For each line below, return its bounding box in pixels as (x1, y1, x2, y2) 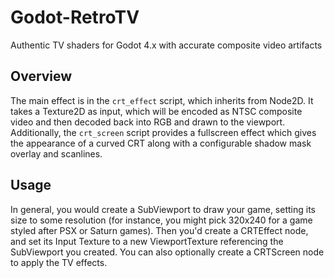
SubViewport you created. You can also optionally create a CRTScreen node (10, 246, 325, 258)
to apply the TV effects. (10, 256, 108, 268)
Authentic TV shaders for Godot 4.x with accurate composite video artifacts (10, 39, 323, 51)
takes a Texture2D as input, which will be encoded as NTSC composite (10, 105, 303, 117)
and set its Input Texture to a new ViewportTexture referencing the (10, 235, 284, 247)
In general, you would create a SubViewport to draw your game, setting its (10, 203, 316, 215)
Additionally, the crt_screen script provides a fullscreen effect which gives (10, 126, 317, 138)
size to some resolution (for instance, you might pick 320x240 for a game (10, 214, 313, 226)
